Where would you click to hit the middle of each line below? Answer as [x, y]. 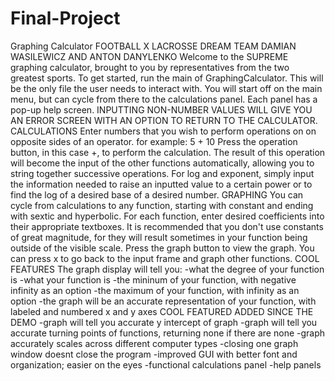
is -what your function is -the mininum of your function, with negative [153, 279]
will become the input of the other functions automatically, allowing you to [162, 163]
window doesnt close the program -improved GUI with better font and [154, 354]
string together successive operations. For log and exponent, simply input [162, 173]
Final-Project [65, 18]
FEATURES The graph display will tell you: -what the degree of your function [167, 269]
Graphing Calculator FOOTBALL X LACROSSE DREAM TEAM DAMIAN [153, 46]
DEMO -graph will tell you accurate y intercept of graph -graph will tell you [164, 322]
